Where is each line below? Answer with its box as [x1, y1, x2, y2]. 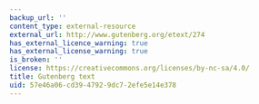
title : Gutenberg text [9, 72, 95, 81]
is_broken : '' [9, 55, 64, 64]
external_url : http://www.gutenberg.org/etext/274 [9, 30, 205, 39]
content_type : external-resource [9, 22, 136, 31]
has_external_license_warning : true [9, 47, 148, 56]
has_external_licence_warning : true [9, 38, 148, 48]
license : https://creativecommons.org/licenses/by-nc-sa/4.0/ [9, 64, 250, 73]
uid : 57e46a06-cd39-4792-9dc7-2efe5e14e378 [9, 80, 177, 90]
